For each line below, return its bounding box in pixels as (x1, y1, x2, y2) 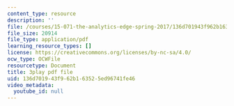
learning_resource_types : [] (7, 43, 92, 50)
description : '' (7, 17, 54, 24)
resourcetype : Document (7, 62, 77, 69)
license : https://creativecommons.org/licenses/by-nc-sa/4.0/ (7, 50, 192, 56)
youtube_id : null (13, 88, 64, 95)
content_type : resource (7, 10, 77, 17)
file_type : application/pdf (7, 36, 89, 43)
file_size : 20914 (7, 29, 58, 37)
